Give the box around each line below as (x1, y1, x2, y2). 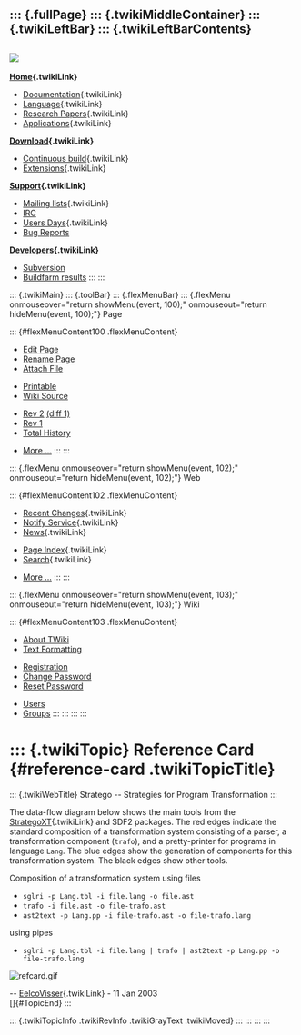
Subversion (22, 263, 65, 274)
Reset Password (22, 681, 84, 692)
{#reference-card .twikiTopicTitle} (9, 759, 276, 780)
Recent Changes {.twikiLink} (22, 508, 127, 519)
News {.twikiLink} (22, 527, 87, 538)
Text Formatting (22, 644, 83, 655)
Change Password (22, 672, 92, 682)
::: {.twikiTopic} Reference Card (9, 740, 255, 761)
